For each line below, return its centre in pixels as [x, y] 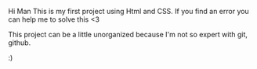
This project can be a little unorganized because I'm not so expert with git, [128, 34]
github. [20, 43]
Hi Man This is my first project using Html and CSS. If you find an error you [128, 11]
